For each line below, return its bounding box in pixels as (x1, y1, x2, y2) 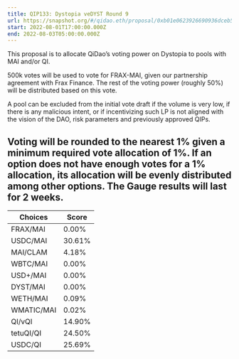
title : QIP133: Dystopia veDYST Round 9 (7, 10, 129, 18)
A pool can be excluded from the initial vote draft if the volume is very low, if (7, 100, 230, 109)
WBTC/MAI (11, 259, 48, 269)
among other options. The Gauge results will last (7, 180, 228, 192)
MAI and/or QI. (7, 58, 51, 66)
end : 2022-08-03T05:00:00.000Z (7, 30, 100, 38)
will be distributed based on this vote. (7, 86, 117, 95)
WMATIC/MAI (11, 305, 57, 315)
